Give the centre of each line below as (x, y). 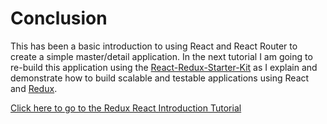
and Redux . (34, 88)
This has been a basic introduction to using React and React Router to (154, 46)
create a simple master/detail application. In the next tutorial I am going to (161, 56)
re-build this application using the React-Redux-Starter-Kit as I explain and (164, 67)
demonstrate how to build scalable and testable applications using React (160, 78)
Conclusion (59, 18)
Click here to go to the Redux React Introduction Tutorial (126, 108)
